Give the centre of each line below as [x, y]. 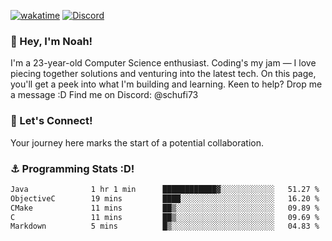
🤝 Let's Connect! [51, 121]
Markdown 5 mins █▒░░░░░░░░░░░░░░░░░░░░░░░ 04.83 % [165, 226]
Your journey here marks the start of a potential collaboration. [137, 142]
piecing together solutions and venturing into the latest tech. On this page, [163, 74]
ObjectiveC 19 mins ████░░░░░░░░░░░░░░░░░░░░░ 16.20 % [165, 198]
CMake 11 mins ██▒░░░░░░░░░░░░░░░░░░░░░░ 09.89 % [165, 208]
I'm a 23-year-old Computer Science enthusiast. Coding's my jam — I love [163, 63]
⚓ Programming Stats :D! [72, 168]
